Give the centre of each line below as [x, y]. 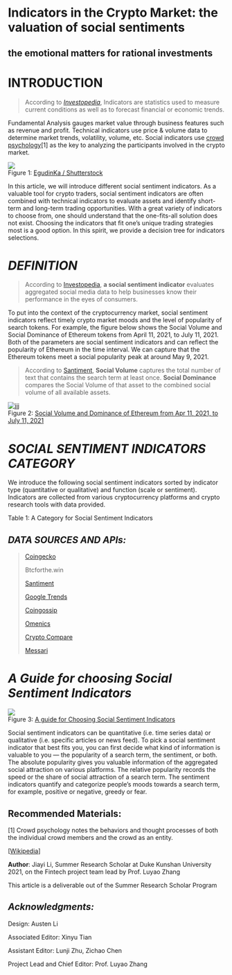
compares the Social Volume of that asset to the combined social [117, 385]
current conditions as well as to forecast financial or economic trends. [124, 109]
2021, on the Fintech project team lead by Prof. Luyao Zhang [94, 872]
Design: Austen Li [33, 924]
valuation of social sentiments [97, 27]
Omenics [37, 624]
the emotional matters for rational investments [110, 53]
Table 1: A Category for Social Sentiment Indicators [80, 518]
